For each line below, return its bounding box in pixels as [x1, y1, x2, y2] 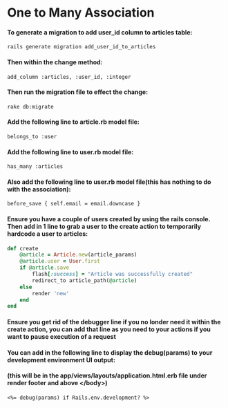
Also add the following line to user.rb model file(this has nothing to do [7, 178, 211, 186]
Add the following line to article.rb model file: [7, 118, 140, 126]
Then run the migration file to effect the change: [7, 88, 149, 96]
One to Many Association [7, 5, 155, 21]
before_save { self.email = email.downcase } [7, 201, 140, 207]
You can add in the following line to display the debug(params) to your [7, 348, 213, 357]
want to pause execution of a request [7, 332, 116, 340]
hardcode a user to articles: [7, 230, 88, 238]
